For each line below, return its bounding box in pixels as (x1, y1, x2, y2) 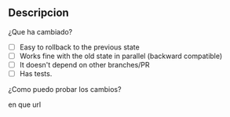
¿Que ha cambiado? (8, 27, 73, 36)
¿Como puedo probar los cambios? (8, 85, 122, 94)
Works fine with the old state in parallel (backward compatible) (19, 51, 223, 60)
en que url (8, 100, 42, 109)
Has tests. (19, 69, 53, 78)
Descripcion (8, 6, 69, 20)
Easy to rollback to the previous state (19, 42, 140, 52)
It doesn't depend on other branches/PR (19, 60, 151, 69)
